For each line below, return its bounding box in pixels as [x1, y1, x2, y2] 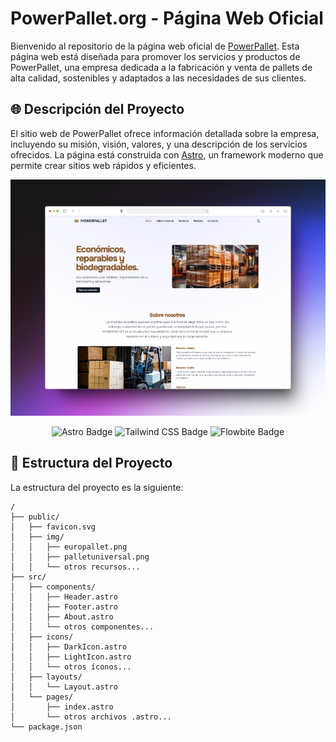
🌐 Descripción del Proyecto [10, 101, 185, 118]
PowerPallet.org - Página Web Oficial [10, 7, 324, 30]
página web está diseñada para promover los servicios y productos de [10, 50, 301, 62]
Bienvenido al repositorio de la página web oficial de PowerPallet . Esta [10, 40, 300, 52]
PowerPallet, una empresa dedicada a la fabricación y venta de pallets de [10, 61, 313, 73]
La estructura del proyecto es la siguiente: [10, 481, 184, 493]
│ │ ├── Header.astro [10, 592, 118, 602]
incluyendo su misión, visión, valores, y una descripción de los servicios [10, 138, 308, 150]
